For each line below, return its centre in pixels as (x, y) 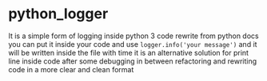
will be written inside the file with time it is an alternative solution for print (129, 52)
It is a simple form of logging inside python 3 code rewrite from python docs (133, 36)
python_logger (58, 14)
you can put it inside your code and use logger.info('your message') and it (133, 44)
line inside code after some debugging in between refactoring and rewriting (133, 61)
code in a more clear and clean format (71, 69)
